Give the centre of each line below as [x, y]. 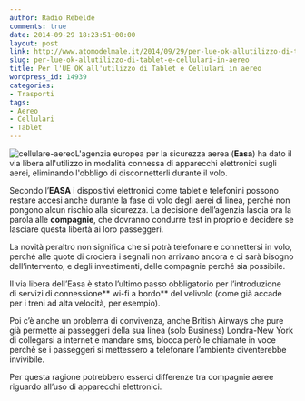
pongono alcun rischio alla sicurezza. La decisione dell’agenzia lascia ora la [151, 210]
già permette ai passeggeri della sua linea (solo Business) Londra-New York [151, 330]
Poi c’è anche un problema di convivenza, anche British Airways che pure [147, 321]
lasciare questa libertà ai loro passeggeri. [87, 229]
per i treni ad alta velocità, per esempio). [85, 303]
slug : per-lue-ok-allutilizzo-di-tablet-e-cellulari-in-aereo [129, 60]
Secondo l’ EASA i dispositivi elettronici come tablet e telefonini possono [144, 190]
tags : [20, 102]
